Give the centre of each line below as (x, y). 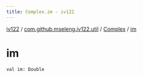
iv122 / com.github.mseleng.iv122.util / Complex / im (71, 29)
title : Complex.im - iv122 (40, 12)
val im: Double (25, 69)
